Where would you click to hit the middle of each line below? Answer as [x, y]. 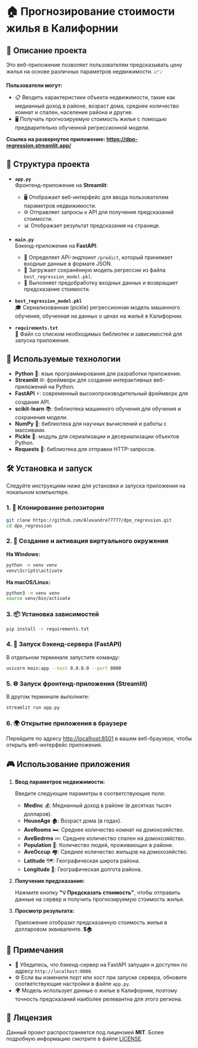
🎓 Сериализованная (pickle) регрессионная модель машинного [98, 307]
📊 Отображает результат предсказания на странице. [92, 226]
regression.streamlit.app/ [39, 145]
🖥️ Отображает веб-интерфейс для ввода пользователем [96, 197]
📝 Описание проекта [47, 51]
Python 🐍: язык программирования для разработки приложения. [98, 373]
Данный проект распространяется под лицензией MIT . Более [85, 1032]
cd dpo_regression [29, 526]
